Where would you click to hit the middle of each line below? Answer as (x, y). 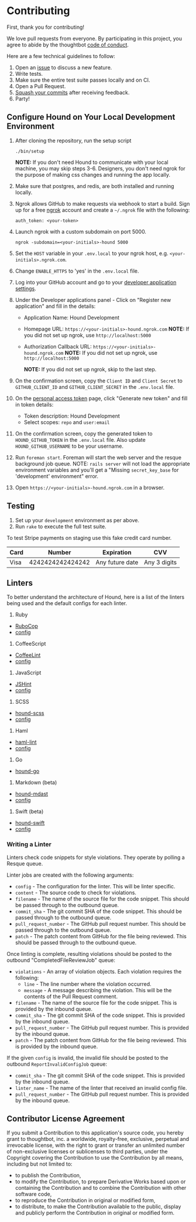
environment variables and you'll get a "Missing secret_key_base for (97, 470)
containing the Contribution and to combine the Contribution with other (101, 1188)
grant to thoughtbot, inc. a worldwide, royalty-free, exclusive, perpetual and (98, 1139)
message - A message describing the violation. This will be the (98, 990)
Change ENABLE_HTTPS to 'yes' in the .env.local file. (77, 271)
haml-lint (26, 742)
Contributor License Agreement (66, 1119)
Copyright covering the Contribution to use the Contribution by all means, (95, 1158)
